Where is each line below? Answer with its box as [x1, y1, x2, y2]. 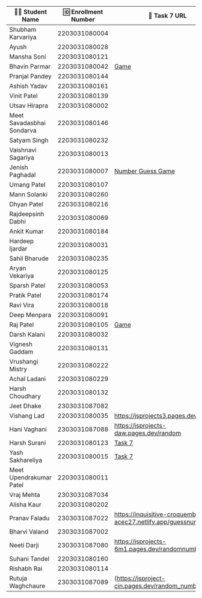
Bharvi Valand [9, 528, 49, 535]
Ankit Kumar [9, 227, 44, 235]
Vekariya [9, 272, 34, 279]
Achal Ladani [9, 375, 46, 383]
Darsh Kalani [9, 331, 45, 338]
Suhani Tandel [9, 555, 50, 562]
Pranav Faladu [9, 514, 50, 522]
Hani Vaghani [9, 425, 47, 433]
